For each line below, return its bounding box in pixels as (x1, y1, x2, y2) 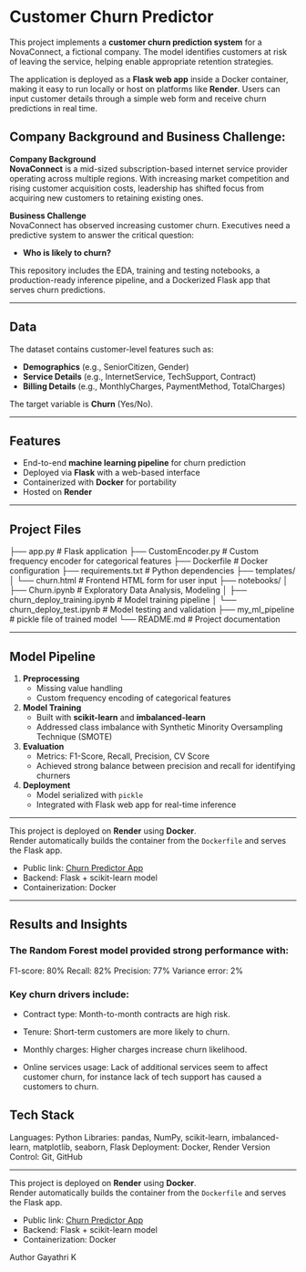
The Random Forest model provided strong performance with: (9, 944, 290, 957)
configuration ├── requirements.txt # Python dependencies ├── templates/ (9, 565, 296, 576)
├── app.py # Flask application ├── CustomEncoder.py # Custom (9, 546, 260, 557)
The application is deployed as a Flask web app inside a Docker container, (9, 73, 289, 84)
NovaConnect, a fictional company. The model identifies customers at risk (9, 46, 288, 57)
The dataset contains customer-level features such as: (9, 343, 214, 354)
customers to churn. (22, 1080, 99, 1092)
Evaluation (22, 741, 65, 752)
